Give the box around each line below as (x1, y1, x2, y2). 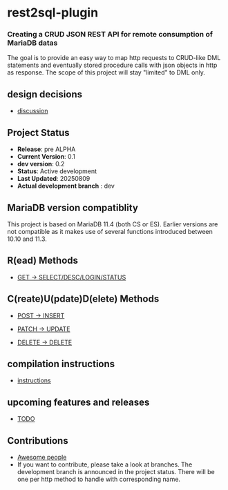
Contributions (7, 435, 68, 447)
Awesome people (17, 453, 67, 461)
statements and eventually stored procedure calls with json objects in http (7, 61, 218, 70)
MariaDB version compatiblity (7, 202, 138, 213)
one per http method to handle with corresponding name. (17, 475, 181, 483)
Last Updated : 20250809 (17, 175, 91, 183)
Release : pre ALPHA (17, 145, 76, 153)
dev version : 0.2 (17, 160, 65, 168)
